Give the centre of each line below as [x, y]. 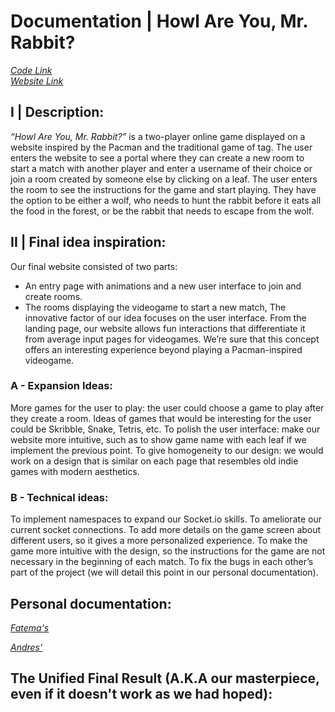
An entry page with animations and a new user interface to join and [163, 286]
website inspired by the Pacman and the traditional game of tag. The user [161, 147]
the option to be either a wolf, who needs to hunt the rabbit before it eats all [166, 200]
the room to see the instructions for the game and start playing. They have [163, 189]
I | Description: [57, 112]
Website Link [37, 81]
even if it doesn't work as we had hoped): [141, 694]
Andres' [26, 647]
